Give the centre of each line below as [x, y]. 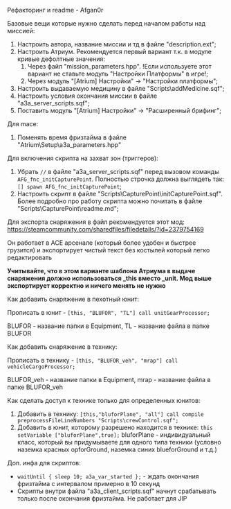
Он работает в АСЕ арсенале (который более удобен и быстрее [102, 243]
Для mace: [23, 124]
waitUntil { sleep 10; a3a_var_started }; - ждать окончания [108, 476]
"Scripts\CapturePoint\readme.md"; [68, 208]
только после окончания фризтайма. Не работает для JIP [102, 498]
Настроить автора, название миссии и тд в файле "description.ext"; [117, 44]
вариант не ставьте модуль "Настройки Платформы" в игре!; [118, 74]
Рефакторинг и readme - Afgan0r [55, 10]
